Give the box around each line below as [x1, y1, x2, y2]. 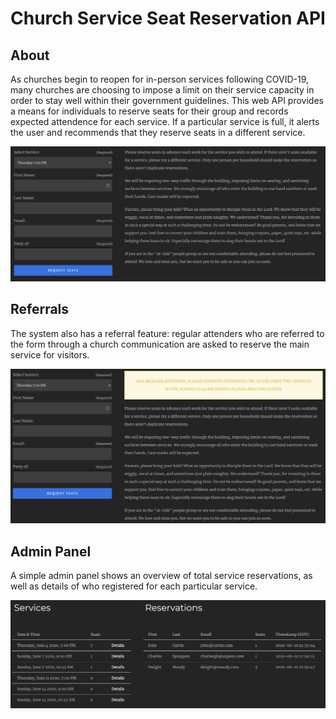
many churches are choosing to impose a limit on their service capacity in [10, 84, 315, 96]
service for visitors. [10, 348, 90, 361]
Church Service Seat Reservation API [10, 7, 326, 30]
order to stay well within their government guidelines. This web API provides [10, 95, 324, 106]
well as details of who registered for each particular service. [10, 580, 258, 592]
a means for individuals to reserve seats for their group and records [10, 105, 289, 117]
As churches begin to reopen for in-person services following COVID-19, [10, 73, 310, 85]
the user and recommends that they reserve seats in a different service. [10, 127, 306, 138]
